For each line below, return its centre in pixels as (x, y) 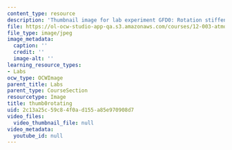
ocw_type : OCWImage (35, 78)
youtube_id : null (38, 135)
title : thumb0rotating (40, 104)
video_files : (26, 116)
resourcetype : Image (37, 97)
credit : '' (29, 53)
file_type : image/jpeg (40, 33)
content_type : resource (41, 13)
